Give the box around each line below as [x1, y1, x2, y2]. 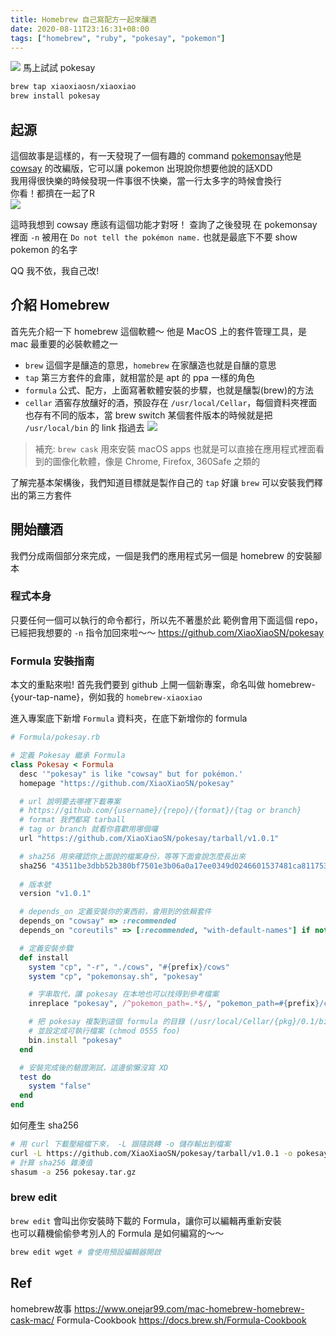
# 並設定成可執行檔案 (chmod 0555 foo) [28, 1026, 181, 1036]
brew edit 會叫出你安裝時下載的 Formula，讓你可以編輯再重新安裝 [10, 1214, 282, 1226]
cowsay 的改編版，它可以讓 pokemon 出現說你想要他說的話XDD [10, 162, 273, 174]
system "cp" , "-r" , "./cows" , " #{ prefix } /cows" [28, 962, 230, 972]
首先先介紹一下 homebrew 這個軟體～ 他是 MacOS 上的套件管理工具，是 [10, 325, 307, 337]
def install [19, 952, 70, 963]
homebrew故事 [10, 1302, 73, 1315]
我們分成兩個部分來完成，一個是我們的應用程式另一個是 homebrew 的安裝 [10, 549, 313, 561]
